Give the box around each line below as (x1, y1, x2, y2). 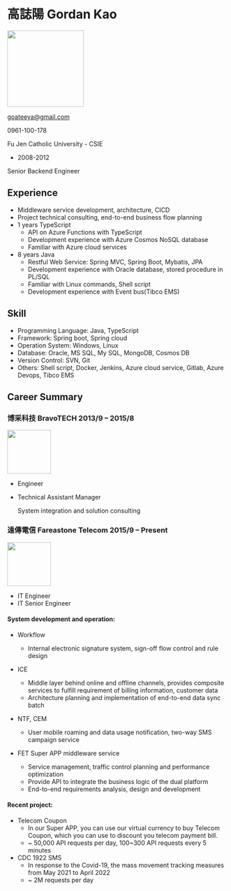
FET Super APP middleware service (17, 749, 120, 757)
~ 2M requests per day (27, 876, 94, 884)
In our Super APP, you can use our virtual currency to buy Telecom (27, 823, 220, 832)
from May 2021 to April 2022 (27, 868, 110, 876)
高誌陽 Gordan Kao (7, 6, 117, 22)
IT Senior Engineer (17, 599, 71, 607)
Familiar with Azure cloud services (27, 243, 127, 251)
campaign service (27, 735, 80, 743)
